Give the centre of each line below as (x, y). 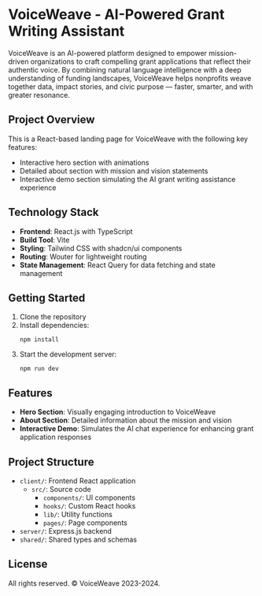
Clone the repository (53, 317)
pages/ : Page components (85, 523)
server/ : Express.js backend (66, 531)
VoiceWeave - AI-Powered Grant (116, 15)
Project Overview (52, 120)
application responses (55, 437)
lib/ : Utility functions (77, 514)
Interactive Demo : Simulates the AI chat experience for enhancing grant (137, 429)
